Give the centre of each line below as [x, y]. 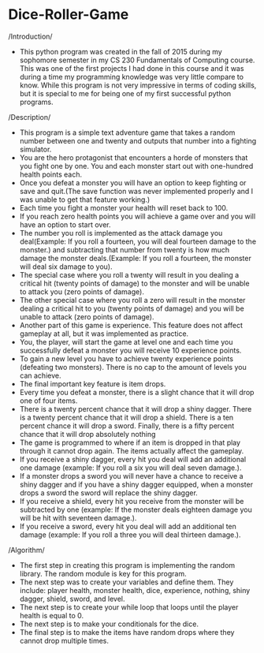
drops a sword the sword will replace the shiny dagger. [109, 493]
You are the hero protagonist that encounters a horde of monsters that [134, 157]
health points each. [51, 174]
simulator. [35, 149]
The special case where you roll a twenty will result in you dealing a [129, 274]
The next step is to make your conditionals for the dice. [109, 624]
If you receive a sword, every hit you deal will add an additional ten [128, 526]
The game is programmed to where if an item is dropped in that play [130, 442]
